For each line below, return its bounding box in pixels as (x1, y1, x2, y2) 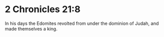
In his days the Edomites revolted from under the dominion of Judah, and (5, 20, 159, 26)
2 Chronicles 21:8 (5, 4, 80, 15)
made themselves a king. (5, 25, 57, 31)
